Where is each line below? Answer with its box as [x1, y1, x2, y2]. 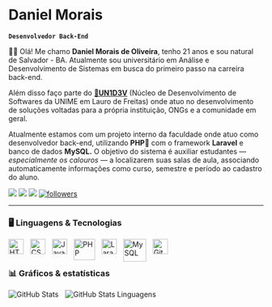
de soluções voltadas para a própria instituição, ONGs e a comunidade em [8, 105, 257, 115]
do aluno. [8, 172, 40, 182]
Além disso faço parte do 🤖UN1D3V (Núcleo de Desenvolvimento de [8, 87, 237, 98]
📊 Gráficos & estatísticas [8, 268, 111, 280]
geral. [8, 113, 28, 123]
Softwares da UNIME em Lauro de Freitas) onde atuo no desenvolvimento [8, 96, 254, 106]
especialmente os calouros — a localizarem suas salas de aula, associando [8, 155, 260, 165]
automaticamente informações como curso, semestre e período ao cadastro [8, 163, 262, 173]
